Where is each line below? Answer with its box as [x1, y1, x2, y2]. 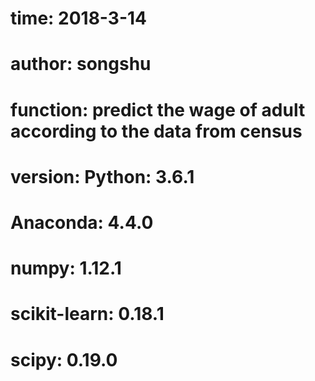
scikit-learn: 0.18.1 [10, 303, 165, 326]
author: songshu [10, 53, 152, 76]
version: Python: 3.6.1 [10, 165, 195, 188]
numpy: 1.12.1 [10, 257, 122, 280]
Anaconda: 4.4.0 [10, 211, 154, 234]
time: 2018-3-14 [10, 7, 147, 30]
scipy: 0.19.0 [10, 348, 118, 371]
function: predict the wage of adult [10, 98, 306, 121]
